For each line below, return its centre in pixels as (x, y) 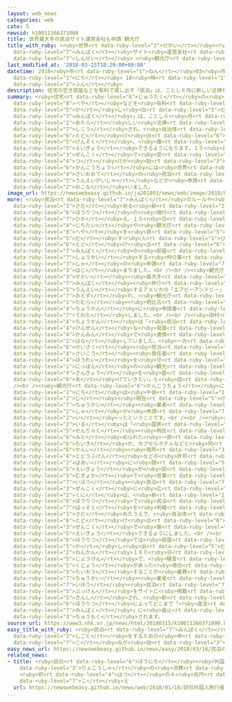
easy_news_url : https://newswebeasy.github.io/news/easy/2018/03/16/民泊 (115, 649)
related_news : (28, 655)
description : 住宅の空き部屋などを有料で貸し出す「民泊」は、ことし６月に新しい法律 (115, 90)
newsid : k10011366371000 (43, 33)
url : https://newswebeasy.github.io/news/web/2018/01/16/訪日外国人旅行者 (119, 688)
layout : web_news (32, 13)
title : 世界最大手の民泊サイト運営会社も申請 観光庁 (74, 39)
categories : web (30, 20)
